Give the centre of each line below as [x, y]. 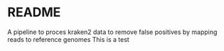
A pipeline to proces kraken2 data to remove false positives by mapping [112, 32]
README [34, 12]
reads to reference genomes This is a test [68, 39]
